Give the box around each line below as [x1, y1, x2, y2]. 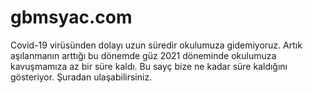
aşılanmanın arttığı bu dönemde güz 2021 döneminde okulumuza [10, 49, 277, 61]
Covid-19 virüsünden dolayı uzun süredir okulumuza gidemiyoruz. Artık [10, 39, 303, 51]
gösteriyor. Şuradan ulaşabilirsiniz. [10, 71, 153, 83]
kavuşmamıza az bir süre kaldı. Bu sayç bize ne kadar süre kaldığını [10, 60, 288, 72]
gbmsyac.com [10, 6, 133, 29]
